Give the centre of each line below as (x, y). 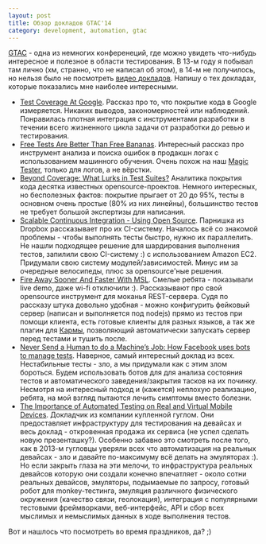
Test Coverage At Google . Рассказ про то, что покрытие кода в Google (138, 102)
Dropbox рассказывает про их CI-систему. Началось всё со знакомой (139, 229)
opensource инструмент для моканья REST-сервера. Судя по (124, 297)
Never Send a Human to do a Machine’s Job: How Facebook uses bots (135, 348)
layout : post (30, 16)
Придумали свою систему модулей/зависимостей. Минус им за (129, 262)
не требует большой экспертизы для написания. (102, 212)
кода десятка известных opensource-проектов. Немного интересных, (139, 187)
